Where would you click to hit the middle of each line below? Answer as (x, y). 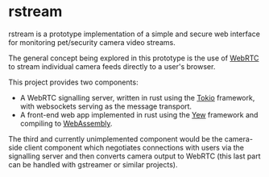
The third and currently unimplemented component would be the (116, 138)
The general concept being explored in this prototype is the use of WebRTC (134, 58)
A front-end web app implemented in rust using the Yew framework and (139, 114)
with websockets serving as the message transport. (106, 106)
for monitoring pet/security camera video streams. (92, 42)
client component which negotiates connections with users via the (134, 147)
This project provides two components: (73, 82)
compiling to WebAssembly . (66, 123)
